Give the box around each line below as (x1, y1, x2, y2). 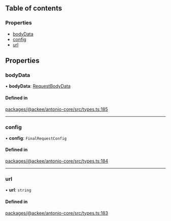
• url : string (5, 187, 32, 193)
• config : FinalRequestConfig (5, 135, 67, 141)
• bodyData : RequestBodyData (5, 83, 71, 89)
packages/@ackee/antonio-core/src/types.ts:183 (5, 210, 108, 216)
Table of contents (5, 4, 62, 13)
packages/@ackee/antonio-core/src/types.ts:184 (5, 158, 108, 164)
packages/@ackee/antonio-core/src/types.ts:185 (5, 106, 108, 112)
